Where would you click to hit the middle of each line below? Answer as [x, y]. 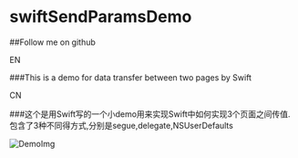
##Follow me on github [52, 42]
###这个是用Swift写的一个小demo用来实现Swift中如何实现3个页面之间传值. [150, 114]
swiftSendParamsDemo [101, 17]
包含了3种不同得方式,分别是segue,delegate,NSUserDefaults [122, 125]
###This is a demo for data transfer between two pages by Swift [131, 77]
